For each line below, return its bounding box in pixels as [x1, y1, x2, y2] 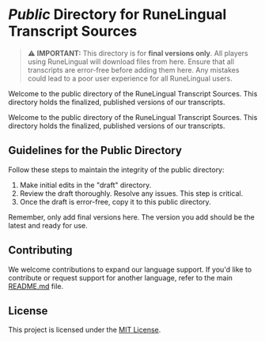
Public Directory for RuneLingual [8, 6, 227, 24]
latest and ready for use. [8, 220, 89, 230]
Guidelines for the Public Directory [8, 144, 182, 157]
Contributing [8, 243, 73, 257]
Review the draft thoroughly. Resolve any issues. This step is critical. [19, 188, 244, 198]
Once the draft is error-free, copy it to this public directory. [19, 197, 211, 206]
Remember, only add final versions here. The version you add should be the [8, 212, 255, 222]
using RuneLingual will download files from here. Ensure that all [27, 57, 235, 66]
